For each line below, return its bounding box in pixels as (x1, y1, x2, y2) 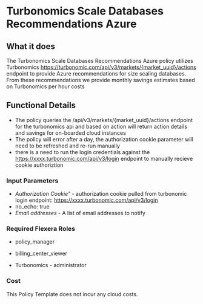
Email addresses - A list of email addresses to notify (15, 210, 145, 217)
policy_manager (15, 238, 55, 245)
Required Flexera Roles (6, 225, 76, 233)
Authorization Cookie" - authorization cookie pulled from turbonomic (15, 190, 187, 198)
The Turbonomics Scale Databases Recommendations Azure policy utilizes (6, 57, 194, 64)
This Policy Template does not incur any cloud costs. (6, 290, 138, 297)
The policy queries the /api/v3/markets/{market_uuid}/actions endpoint (15, 116, 193, 123)
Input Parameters (6, 176, 59, 185)
